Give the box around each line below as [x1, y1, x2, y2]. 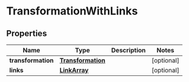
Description [111, 46, 146, 54]
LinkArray [59, 66, 89, 74]
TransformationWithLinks [6, 4, 138, 18]
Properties [6, 28, 47, 39]
